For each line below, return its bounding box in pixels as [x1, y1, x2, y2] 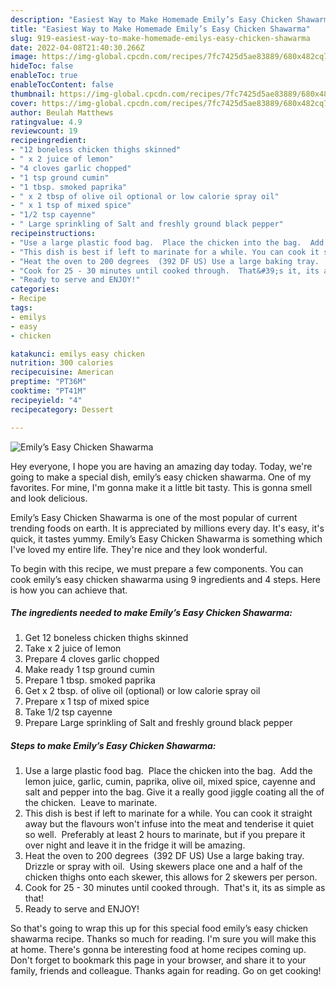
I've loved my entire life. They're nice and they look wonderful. [10, 543, 268, 555]
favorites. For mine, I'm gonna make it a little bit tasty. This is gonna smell [10, 481, 313, 493]
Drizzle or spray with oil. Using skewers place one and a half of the [24, 861, 303, 873]
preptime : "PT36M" [10, 377, 87, 387]
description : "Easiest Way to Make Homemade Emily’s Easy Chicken [10, 14, 293, 25]
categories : [10, 284, 60, 295]
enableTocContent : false [10, 80, 114, 90]
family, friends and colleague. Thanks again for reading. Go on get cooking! [10, 965, 322, 977]
